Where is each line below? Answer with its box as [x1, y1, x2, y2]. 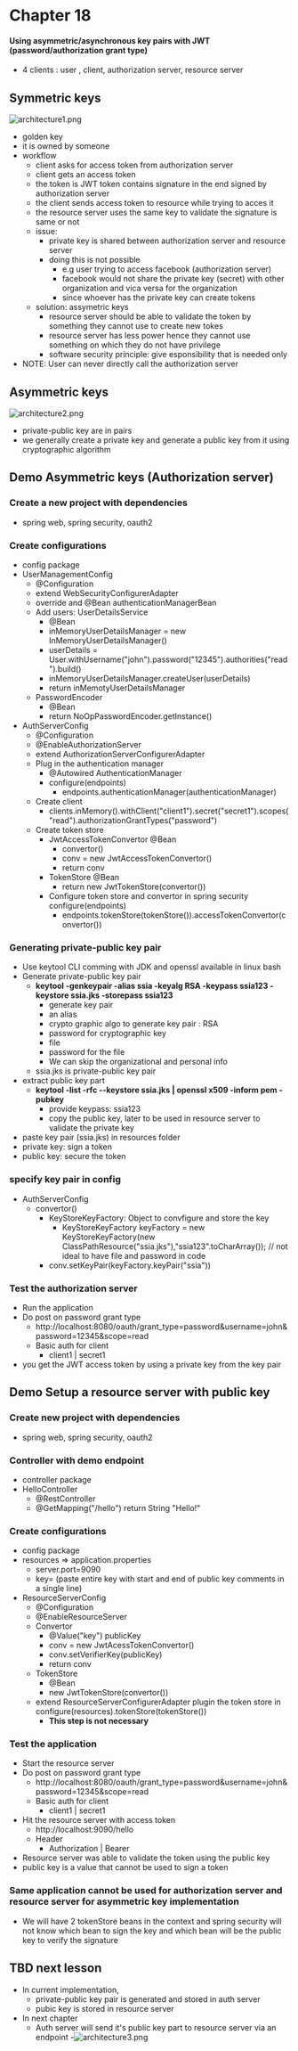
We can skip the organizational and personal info [48, 1057, 229, 1067]
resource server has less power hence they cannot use [48, 331, 251, 341]
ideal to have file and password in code [61, 1250, 206, 1261]
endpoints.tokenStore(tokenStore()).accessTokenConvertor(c [61, 910, 286, 920]
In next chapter [21, 2013, 78, 2023]
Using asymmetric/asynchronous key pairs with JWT [9, 35, 211, 45]
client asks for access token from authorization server [35, 159, 234, 170]
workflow [21, 151, 57, 161]
